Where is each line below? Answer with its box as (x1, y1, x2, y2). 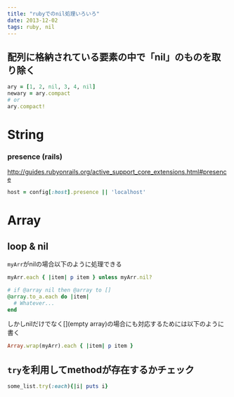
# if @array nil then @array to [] (7, 286, 112, 294)
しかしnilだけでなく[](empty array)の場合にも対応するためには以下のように (7, 320, 225, 328)
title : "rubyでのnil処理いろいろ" (7, 10, 100, 18)
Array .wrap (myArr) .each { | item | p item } (7, 342, 134, 350)
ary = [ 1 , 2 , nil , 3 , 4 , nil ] (7, 84, 96, 91)
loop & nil (7, 240, 49, 252)
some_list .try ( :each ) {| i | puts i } (7, 383, 109, 390)
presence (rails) (7, 152, 63, 162)
